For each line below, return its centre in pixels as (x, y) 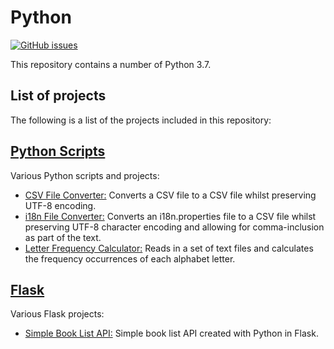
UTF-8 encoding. (60, 205)
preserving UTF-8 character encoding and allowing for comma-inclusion (174, 227)
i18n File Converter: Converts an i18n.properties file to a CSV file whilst (170, 216)
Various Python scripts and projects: (85, 175)
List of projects (58, 96)
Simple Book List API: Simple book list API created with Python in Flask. (171, 333)
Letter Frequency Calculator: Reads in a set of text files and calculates (169, 248)
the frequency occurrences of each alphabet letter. (130, 258)
